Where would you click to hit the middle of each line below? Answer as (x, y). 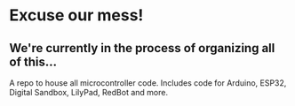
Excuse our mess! (76, 15)
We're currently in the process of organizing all (142, 48)
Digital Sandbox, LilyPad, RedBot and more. (89, 92)
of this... (33, 61)
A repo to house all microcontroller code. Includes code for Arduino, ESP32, (148, 83)
